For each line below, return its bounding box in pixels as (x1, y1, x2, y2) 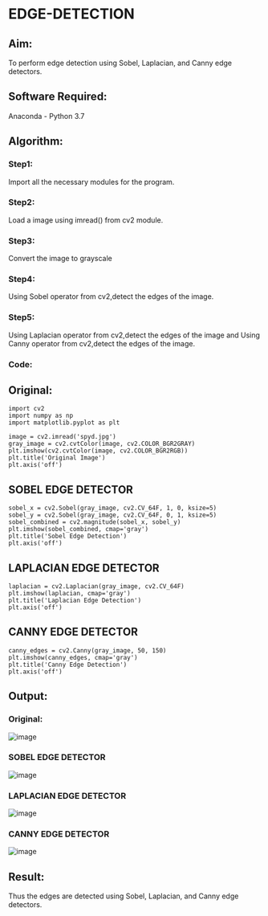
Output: (8, 689, 48, 703)
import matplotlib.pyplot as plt (8, 419, 120, 427)
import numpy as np (8, 411, 74, 420)
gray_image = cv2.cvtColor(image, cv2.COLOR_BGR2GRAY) (8, 440, 196, 448)
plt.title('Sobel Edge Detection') (8, 532, 128, 541)
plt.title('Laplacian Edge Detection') (8, 596, 142, 605)
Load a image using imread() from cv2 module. (8, 215, 164, 225)
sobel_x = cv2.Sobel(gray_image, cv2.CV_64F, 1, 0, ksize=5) (8, 504, 217, 513)
